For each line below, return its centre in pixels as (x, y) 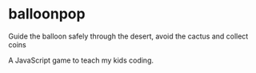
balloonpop (47, 14)
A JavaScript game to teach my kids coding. (81, 60)
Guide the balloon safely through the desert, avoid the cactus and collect (128, 36)
